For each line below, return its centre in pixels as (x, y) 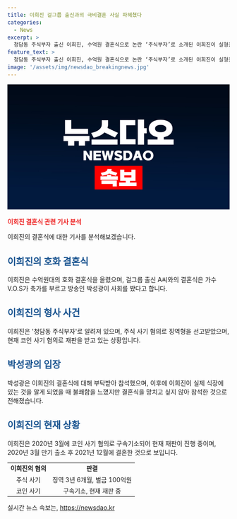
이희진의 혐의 (29, 468)
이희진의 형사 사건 (44, 313)
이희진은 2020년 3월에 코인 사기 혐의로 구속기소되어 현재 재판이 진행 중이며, (112, 443)
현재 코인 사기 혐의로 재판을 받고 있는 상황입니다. (74, 340)
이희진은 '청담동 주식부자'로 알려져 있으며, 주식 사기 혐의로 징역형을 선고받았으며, (118, 331)
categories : (25, 22)
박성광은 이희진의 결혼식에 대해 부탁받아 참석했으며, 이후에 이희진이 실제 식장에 (116, 383)
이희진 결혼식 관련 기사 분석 (44, 222)
